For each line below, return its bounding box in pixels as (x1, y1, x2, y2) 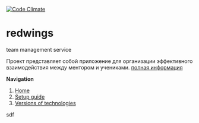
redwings (6, 27, 54, 40)
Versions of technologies (14, 99, 76, 106)
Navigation (6, 75, 34, 83)
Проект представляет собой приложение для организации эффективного (6, 57, 193, 65)
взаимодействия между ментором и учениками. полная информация (6, 64, 183, 71)
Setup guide (14, 93, 45, 100)
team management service (6, 46, 72, 53)
